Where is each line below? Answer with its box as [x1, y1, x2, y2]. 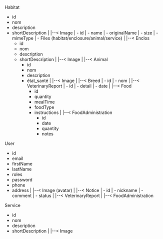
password [11, 177, 33, 182]
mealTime [34, 99, 55, 104]
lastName [11, 166, 32, 172]
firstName [11, 161, 33, 166]
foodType [34, 104, 54, 110]
